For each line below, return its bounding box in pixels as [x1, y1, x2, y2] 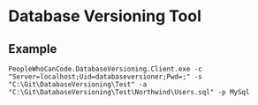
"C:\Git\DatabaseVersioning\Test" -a [8, 80, 148, 89]
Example [8, 41, 57, 56]
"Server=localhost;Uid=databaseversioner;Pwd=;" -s [8, 72, 202, 81]
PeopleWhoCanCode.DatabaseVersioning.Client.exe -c [8, 64, 202, 73]
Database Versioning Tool [8, 6, 202, 26]
